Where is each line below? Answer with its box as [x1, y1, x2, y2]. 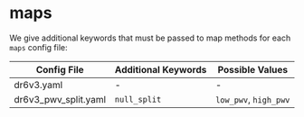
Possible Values [217, 63, 288, 76]
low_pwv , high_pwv [215, 93, 290, 105]
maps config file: [9, 41, 68, 52]
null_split [114, 94, 162, 104]
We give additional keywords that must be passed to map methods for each [9, 32, 291, 43]
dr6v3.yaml [14, 78, 63, 91]
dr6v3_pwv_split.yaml [14, 93, 107, 105]
